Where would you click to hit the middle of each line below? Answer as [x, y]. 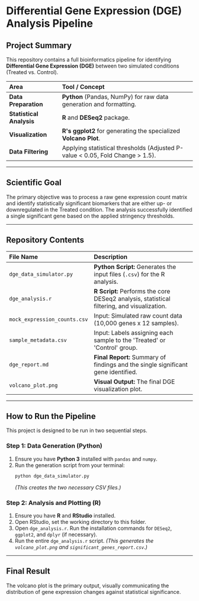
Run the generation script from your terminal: [70, 465]
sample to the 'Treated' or [130, 340]
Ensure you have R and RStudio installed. [65, 515]
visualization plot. [118, 389]
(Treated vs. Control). [32, 72]
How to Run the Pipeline [51, 416]
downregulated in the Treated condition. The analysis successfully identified [99, 209]
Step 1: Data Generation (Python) [54, 446]
